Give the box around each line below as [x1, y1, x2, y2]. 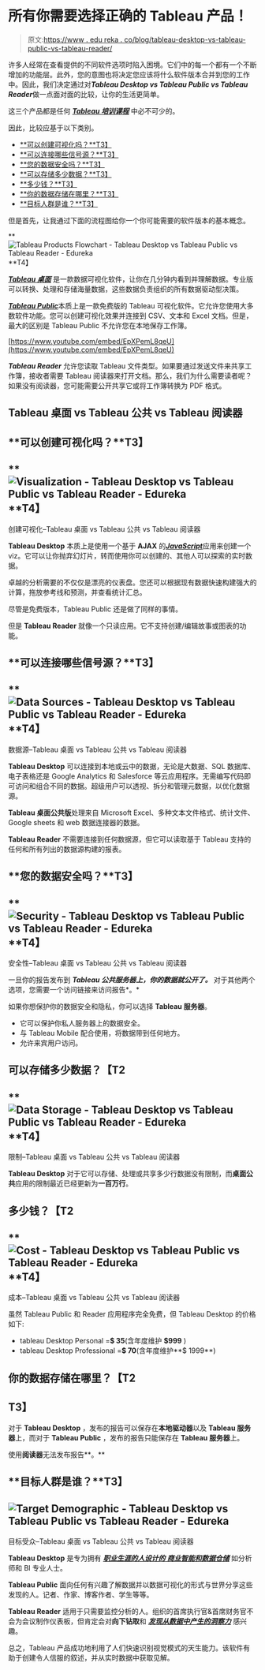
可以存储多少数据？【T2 [8, 1063, 126, 1077]
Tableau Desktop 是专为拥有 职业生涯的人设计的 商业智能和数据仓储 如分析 [8, 1553, 252, 1563]
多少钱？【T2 [8, 1204, 74, 1217]
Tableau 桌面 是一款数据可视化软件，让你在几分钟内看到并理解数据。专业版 [8, 274, 254, 284]
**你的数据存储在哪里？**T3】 [19, 189, 119, 198]
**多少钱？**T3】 [19, 179, 77, 189]
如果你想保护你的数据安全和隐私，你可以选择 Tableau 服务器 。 [8, 1001, 211, 1011]
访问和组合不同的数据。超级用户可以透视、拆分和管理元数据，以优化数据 [14, 781, 250, 790]
